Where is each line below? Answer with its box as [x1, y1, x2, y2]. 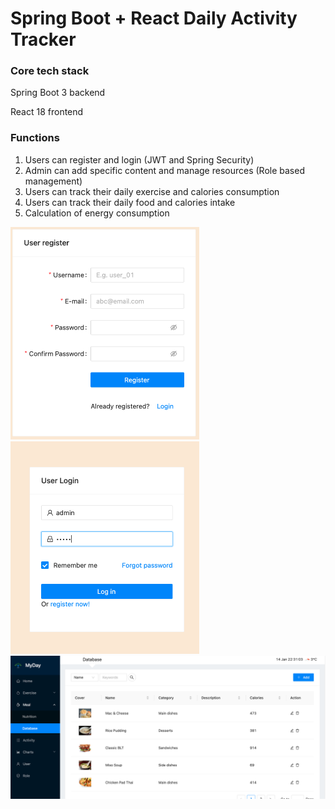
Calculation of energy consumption [24, 207, 170, 219]
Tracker [10, 28, 77, 51]
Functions [10, 131, 60, 145]
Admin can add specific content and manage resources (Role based [24, 164, 305, 176]
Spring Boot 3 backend [10, 87, 106, 99]
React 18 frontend [10, 106, 84, 118]
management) [24, 175, 83, 187]
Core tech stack [10, 64, 90, 78]
